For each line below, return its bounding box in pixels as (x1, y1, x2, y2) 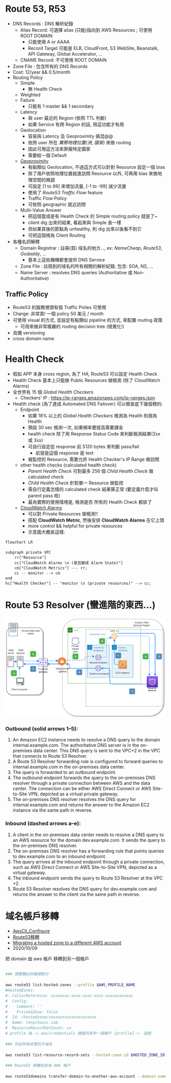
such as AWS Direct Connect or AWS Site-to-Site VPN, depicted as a (12, 864, 157, 870)
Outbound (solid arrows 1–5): (5, 725, 78, 732)
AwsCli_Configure (12, 927, 50, 934)
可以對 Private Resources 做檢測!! (27, 510, 98, 517)
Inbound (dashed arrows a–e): (5, 820, 81, 827)
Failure (20, 97, 35, 103)
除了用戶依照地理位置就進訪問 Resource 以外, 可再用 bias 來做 (27, 170, 158, 176)
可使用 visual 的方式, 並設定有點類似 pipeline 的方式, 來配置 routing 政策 (12, 317, 163, 323)
